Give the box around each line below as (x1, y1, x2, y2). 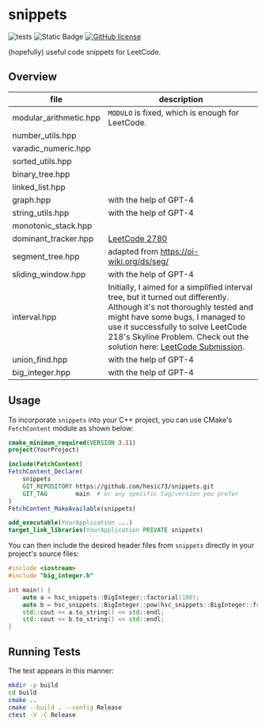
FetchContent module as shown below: (8, 423, 135, 433)
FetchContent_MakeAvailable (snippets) (8, 504, 136, 512)
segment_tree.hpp (12, 251, 80, 262)
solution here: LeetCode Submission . (108, 341, 245, 352)
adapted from (108, 246, 159, 257)
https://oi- (160, 246, 199, 257)
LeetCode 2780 (108, 232, 168, 244)
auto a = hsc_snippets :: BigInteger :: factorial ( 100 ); (22, 593, 200, 601)
